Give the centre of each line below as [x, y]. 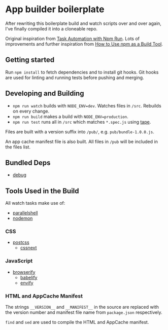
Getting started [30, 60]
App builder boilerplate [55, 9]
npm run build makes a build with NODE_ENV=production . [70, 116]
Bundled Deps [28, 162]
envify [27, 283]
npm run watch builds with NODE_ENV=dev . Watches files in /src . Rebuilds [87, 105]
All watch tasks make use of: [35, 203]
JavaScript [19, 261]
